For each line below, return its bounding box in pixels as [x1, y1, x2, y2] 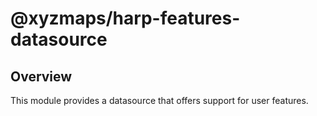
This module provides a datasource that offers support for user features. [10, 95, 309, 106]
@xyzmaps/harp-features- [10, 7, 241, 30]
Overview [10, 68, 73, 85]
